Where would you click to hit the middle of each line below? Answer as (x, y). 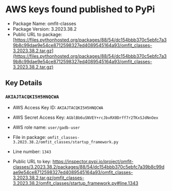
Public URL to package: (37, 34)
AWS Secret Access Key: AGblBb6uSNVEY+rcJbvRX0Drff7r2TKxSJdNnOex (85, 117)
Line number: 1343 (32, 151)
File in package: (29, 137)
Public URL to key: (32, 161)
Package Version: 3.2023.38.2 (45, 29)
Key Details (24, 83)
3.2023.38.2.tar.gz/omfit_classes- (48, 178)
